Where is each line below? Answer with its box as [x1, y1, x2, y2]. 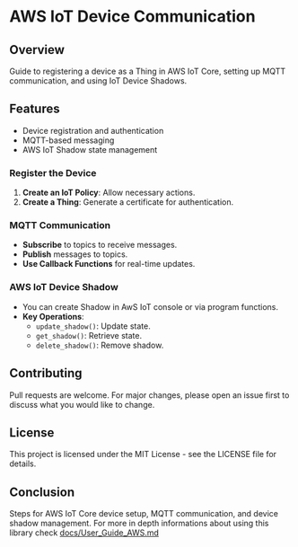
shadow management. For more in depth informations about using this [9, 518, 269, 529]
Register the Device [9, 166, 97, 179]
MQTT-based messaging [22, 135, 115, 146]
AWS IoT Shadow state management [22, 144, 158, 154]
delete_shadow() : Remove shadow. [35, 340, 164, 350]
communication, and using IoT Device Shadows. [9, 75, 188, 86]
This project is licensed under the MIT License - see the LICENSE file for [9, 449, 276, 460]
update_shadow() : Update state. [35, 321, 151, 331]
